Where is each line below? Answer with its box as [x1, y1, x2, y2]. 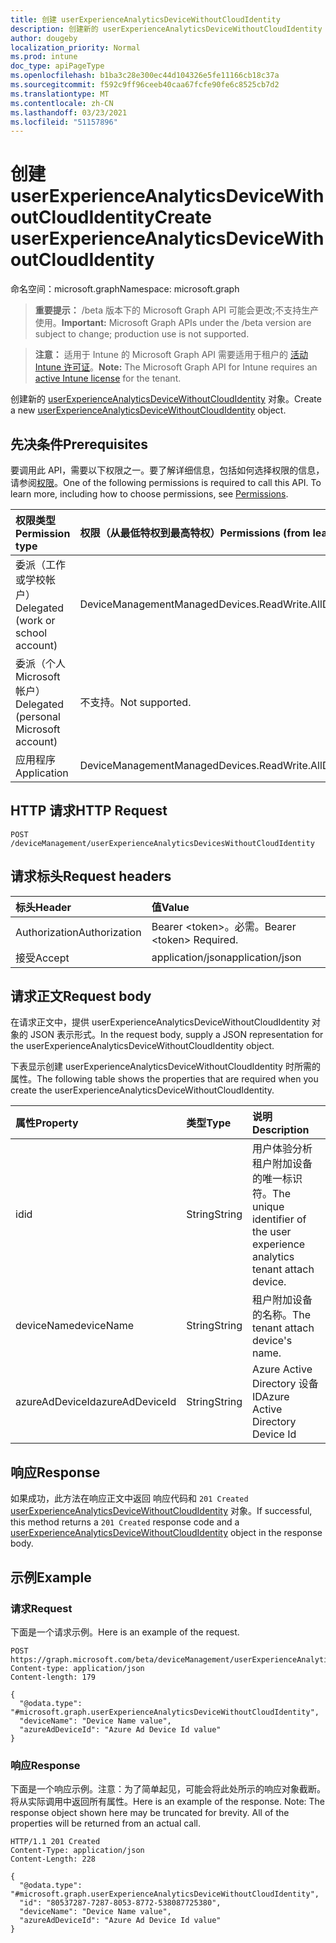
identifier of [251, 1212, 307, 1226]
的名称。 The [251, 1308, 312, 1322]
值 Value [151, 900, 190, 914]
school [15, 626, 48, 640]
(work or [15, 614, 56, 627]
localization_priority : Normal [10, 42, 141, 53]
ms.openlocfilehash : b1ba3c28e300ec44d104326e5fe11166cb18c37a [10, 71, 280, 81]
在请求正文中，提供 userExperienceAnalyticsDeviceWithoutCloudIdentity [10, 1016, 310, 1028]
